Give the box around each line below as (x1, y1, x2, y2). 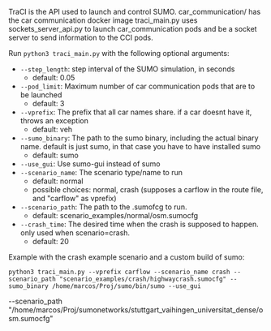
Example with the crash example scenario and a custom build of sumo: (8, 252, 245, 262)
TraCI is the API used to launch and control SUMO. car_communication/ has (8, 7, 261, 16)
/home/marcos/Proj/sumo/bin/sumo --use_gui (51, 282, 201, 290)
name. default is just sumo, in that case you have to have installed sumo (19, 142, 261, 151)
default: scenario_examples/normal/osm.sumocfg (32, 211, 199, 220)
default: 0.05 (32, 73, 75, 82)
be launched (19, 90, 62, 100)
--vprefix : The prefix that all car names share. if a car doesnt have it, (19, 107, 252, 117)
